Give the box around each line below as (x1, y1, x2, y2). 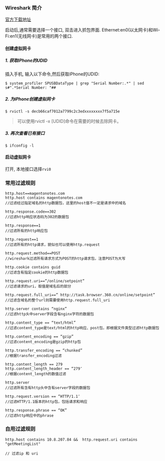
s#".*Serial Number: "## (5, 85, 56, 90)
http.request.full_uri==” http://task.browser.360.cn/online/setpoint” (5, 293, 155, 298)
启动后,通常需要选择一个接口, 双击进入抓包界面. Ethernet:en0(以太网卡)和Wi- (5, 27, 161, 33)
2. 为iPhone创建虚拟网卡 (5, 96, 55, 102)
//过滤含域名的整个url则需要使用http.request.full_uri (5, 298, 110, 303)
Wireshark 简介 (5, 4, 42, 11)
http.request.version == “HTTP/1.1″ (5, 394, 80, 399)
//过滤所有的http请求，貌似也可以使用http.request (5, 242, 100, 247)
